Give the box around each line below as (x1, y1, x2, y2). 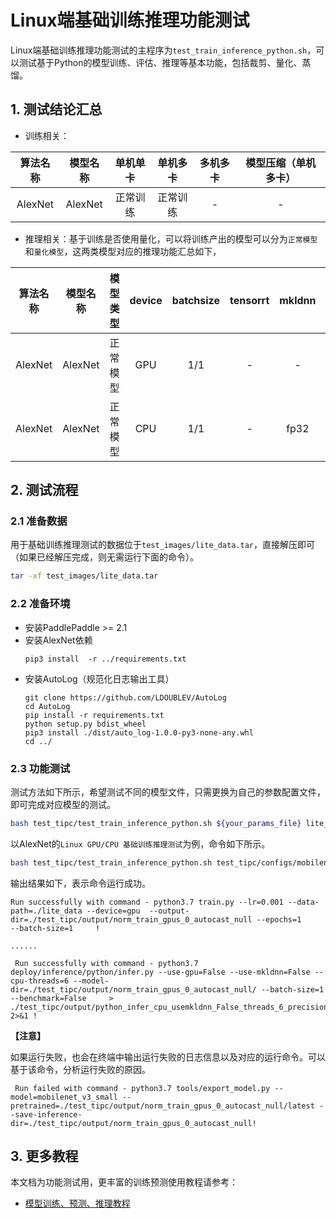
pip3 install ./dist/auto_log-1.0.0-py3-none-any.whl (24, 727, 254, 738)
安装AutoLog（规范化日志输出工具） (24, 672, 175, 685)
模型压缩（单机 (245, 156, 317, 170)
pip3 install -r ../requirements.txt (24, 654, 187, 664)
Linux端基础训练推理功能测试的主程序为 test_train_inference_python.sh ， (10, 44, 317, 56)
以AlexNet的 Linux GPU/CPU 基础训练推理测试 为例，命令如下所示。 (10, 837, 271, 850)
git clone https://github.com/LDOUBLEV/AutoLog (24, 692, 227, 703)
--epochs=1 (256, 914, 302, 925)
